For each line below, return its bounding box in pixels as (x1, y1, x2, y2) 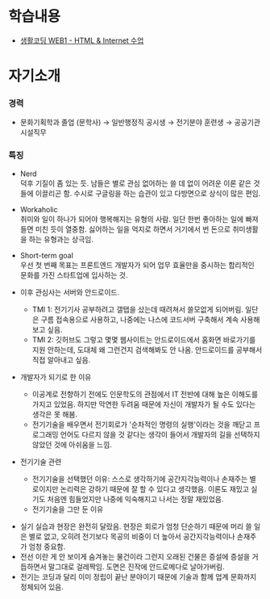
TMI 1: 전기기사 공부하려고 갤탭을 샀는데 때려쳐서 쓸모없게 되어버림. (31, 304, 244, 314)
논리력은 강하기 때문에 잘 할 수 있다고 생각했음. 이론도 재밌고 (60, 484, 250, 493)
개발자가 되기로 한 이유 (19, 372, 92, 382)
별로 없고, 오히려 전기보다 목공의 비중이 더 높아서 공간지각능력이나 (28, 531, 235, 541)
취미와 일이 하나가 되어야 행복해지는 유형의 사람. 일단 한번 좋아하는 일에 (19, 214, 244, 224)
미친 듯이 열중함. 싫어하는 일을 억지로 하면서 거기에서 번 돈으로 (35, 224, 231, 234)
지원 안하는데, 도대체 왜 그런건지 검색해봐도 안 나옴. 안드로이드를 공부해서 (31, 345, 263, 354)
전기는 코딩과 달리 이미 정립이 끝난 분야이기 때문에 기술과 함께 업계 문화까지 (19, 572, 257, 581)
